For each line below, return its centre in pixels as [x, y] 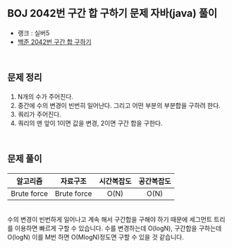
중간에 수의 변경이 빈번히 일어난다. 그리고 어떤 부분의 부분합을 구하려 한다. [119, 105]
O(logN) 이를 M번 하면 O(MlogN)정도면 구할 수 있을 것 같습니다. [96, 237]
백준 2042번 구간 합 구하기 [54, 42]
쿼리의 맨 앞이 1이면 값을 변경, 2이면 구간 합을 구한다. [90, 123]
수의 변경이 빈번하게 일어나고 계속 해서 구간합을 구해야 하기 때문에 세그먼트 [110, 219]
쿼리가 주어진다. [39, 114]
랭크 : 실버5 [33, 33]
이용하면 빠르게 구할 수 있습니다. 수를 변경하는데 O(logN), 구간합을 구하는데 [118, 228]
